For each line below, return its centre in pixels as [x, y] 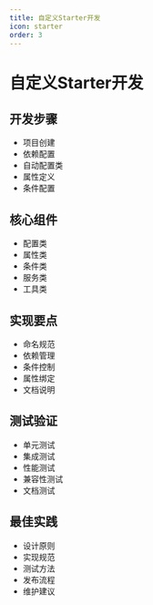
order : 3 [26, 35]
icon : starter [36, 26]
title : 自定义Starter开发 [55, 18]
